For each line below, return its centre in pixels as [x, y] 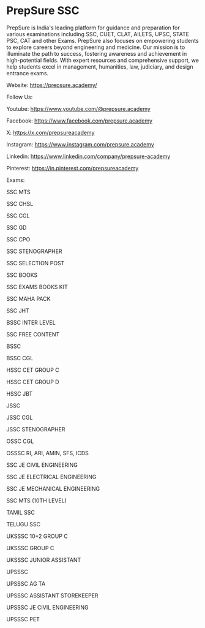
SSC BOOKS [22, 275]
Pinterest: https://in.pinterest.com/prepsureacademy [73, 168]
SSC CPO [18, 239]
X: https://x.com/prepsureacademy [50, 132]
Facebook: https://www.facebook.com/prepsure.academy [80, 121]
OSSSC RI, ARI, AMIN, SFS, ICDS [47, 453]
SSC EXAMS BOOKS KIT [37, 287]
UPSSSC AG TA [26, 583]
